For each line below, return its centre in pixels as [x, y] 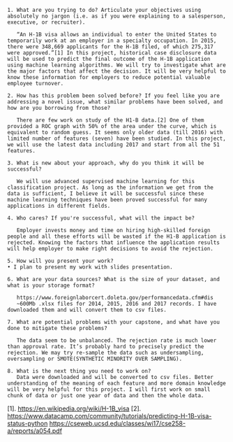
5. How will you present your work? [60, 261]
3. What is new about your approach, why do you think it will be [106, 163]
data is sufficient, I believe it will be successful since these [106, 194]
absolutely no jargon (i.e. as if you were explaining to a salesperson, [117, 16]
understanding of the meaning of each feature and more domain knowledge [117, 383]
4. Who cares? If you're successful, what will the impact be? [101, 218]
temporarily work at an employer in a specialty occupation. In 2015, [112, 41]
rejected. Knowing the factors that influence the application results [113, 243]
